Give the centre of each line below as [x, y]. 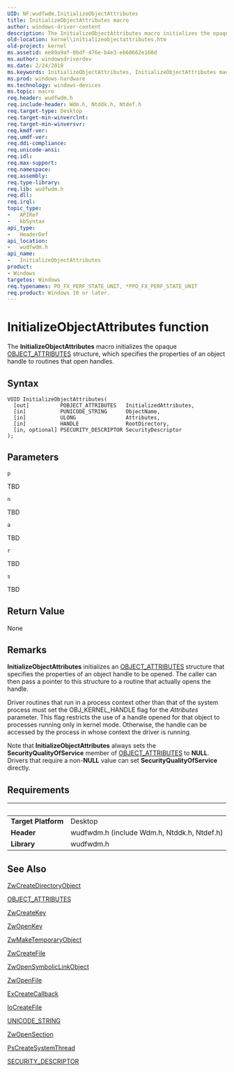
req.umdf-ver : [28, 137]
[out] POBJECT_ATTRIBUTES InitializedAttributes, [104, 405]
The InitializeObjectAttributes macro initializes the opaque [92, 347]
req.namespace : [29, 169]
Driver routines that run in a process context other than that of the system [113, 703]
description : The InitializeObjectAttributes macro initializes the [109, 33]
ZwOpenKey [25, 926]
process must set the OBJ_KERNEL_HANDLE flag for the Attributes [103, 710]
